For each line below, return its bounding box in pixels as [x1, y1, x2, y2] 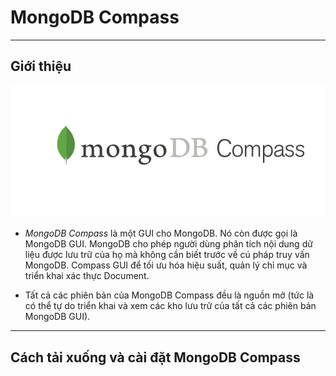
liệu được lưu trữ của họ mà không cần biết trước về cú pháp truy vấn [24, 249, 310, 261]
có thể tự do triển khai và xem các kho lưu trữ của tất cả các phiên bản [24, 300, 317, 312]
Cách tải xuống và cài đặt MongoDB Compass [10, 349, 301, 366]
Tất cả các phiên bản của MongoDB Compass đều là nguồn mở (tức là [24, 289, 315, 301]
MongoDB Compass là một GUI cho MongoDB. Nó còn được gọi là [24, 227, 298, 240]
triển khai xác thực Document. [24, 270, 150, 282]
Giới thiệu [10, 58, 72, 75]
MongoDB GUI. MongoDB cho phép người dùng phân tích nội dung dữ [24, 238, 313, 250]
